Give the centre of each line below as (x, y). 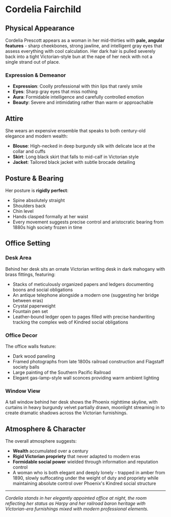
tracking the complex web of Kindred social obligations (70, 322)
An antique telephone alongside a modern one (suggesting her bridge (86, 295)
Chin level (23, 211)
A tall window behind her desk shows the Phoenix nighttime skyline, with (81, 402)
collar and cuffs (29, 152)
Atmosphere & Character (46, 429)
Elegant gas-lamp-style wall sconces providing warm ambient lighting (86, 378)
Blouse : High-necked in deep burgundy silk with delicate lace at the (84, 146)
